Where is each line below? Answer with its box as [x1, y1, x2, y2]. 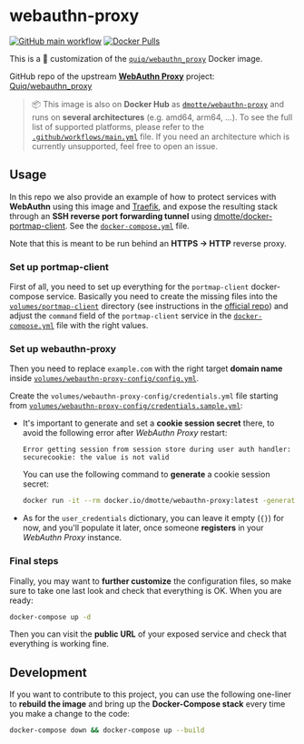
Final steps [9, 555, 59, 568]
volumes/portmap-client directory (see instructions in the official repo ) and [9, 301, 289, 312]
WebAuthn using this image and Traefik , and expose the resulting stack [9, 201, 279, 212]
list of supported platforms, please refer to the [31, 121, 204, 132]
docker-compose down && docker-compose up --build [9, 726, 205, 735]
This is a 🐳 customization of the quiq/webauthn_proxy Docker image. [9, 53, 263, 64]
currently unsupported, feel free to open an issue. [31, 140, 219, 151]
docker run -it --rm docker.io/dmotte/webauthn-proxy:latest [22, 497, 260, 506]
